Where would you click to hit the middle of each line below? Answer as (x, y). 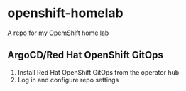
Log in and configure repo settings (68, 80)
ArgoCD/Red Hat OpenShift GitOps (85, 55)
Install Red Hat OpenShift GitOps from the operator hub (98, 72)
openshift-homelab (65, 13)
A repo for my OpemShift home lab (58, 33)
